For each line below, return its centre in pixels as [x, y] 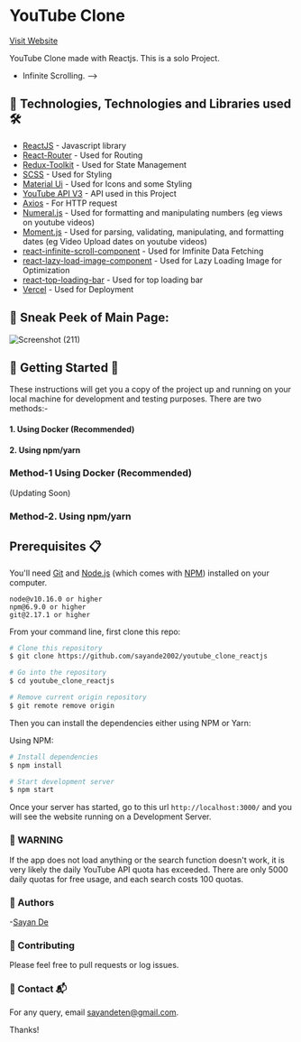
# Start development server [62, 781]
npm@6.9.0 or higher [48, 607]
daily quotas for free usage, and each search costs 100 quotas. [127, 879]
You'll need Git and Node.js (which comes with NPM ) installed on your [140, 573]
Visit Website [34, 41]
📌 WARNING [36, 840]
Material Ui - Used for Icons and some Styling [107, 184]
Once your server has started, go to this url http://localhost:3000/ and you [151, 807]
